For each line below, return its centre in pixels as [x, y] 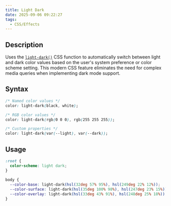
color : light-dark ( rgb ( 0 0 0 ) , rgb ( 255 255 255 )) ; [60, 120]
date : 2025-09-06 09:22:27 [34, 15]
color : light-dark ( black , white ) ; [42, 106]
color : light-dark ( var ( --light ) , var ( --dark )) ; [57, 134]
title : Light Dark [25, 10]
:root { [13, 161]
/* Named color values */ [33, 101]
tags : [11, 19]
